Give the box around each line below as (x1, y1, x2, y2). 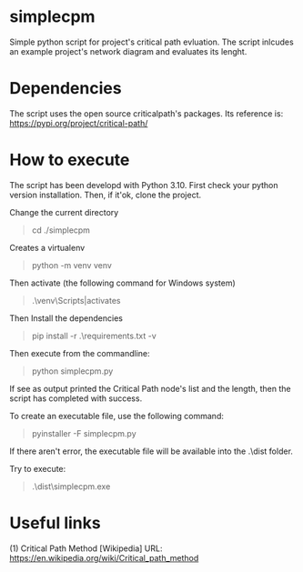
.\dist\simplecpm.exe (31, 480, 111, 492)
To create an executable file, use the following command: (9, 410, 225, 421)
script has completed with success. (9, 393, 143, 404)
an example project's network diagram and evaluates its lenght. (9, 45, 247, 56)
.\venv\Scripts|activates (31, 295, 121, 306)
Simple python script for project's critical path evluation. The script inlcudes (9, 36, 294, 47)
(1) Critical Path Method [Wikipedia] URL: (9, 543, 163, 554)
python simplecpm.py (31, 366, 114, 376)
